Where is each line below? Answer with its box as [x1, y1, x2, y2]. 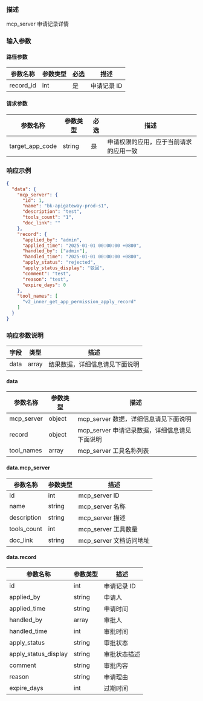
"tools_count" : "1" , [22, 214, 74, 221]
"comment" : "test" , [22, 270, 71, 277]
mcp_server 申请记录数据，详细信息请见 [77, 426, 192, 435]
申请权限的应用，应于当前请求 [107, 138, 192, 146]
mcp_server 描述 [78, 514, 126, 522]
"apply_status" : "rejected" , [22, 260, 96, 266]
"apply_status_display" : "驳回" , [22, 265, 105, 271]
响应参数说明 [6, 331, 44, 340]
